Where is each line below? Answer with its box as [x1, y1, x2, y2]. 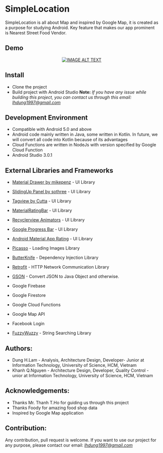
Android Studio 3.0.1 [12, 152, 53, 158]
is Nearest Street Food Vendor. [5, 30, 67, 36]
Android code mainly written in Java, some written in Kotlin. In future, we [12, 131, 158, 137]
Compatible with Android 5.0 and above [12, 127, 92, 132]
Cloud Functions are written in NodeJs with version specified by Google [12, 142, 157, 148]
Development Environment [5, 113, 88, 122]
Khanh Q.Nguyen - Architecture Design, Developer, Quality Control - [12, 367, 149, 373]
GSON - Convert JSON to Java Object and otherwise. [12, 273, 119, 279]
